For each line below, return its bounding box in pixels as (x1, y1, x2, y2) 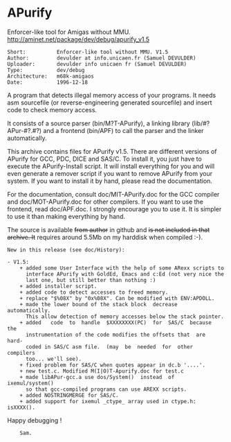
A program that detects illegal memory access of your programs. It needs (7, 91, 216, 99)
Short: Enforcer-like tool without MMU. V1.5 (7, 48, 169, 55)
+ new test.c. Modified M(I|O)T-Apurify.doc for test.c (19, 367, 185, 375)
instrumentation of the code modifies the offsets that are (25, 331, 206, 338)
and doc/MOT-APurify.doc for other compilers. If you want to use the (7, 197, 204, 206)
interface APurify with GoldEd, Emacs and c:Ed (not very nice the (25, 270, 225, 278)
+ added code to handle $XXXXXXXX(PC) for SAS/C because (19, 319, 212, 326)
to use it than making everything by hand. (7, 212, 126, 220)
